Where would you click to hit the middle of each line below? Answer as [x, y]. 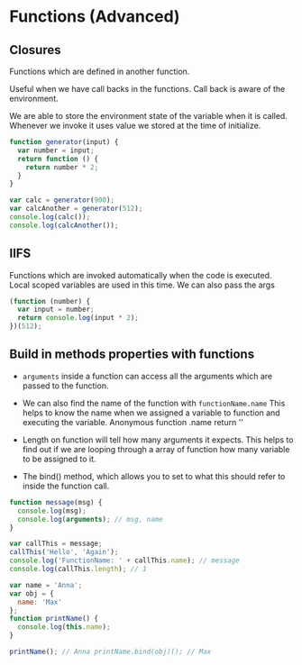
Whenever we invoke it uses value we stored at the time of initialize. [135, 125]
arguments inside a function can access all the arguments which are [147, 376]
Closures [35, 50]
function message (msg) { [56, 502]
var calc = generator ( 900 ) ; [62, 200]
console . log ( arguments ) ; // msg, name [91, 519]
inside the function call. [66, 486]
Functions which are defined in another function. [100, 71]
